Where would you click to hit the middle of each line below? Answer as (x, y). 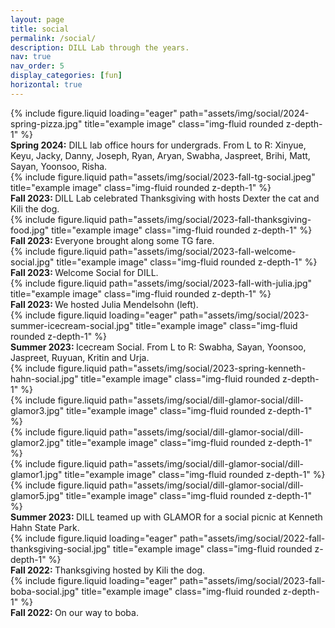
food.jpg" (30, 230)
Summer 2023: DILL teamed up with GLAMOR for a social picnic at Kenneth (166, 517)
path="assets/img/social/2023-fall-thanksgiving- (210, 219)
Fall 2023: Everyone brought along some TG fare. (112, 240)
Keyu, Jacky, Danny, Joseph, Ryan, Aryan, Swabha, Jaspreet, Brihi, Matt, (160, 155)
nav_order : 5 (37, 66)
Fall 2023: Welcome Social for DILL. (84, 272)
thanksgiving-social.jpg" (61, 548)
